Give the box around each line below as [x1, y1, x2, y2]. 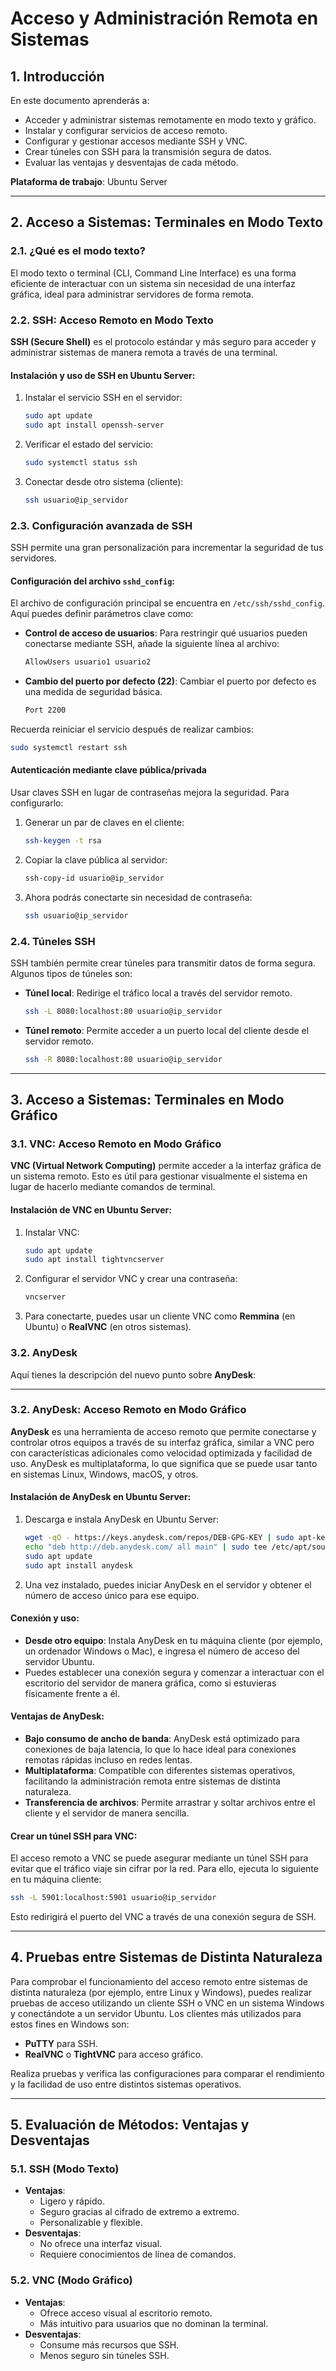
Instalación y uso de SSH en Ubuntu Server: [10, 369, 196, 381]
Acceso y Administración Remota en [10, 7, 319, 30]
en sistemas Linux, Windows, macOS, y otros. [10, 1468, 199, 1480]
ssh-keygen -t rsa [24, 836, 102, 846]
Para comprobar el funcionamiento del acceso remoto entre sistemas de [10, 1975, 308, 1987]
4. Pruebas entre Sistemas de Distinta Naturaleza [10, 1949, 323, 1966]
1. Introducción [10, 68, 105, 85]
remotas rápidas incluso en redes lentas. [24, 1753, 193, 1766]
